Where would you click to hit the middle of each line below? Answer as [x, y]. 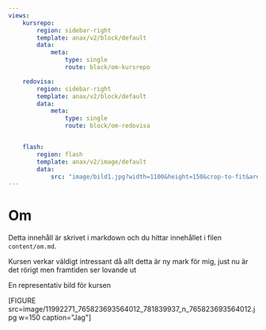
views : [19, 15]
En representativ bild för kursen [59, 286]
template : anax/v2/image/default [92, 162]
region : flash [60, 154]
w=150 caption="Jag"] [55, 317]
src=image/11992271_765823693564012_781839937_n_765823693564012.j [132, 309]
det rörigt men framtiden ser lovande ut [72, 270]
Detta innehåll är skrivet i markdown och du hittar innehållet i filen [115, 238]
